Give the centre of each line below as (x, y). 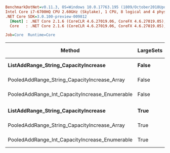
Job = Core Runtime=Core (30, 35)
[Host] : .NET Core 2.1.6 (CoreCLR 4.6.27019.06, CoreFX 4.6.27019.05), (88, 21)
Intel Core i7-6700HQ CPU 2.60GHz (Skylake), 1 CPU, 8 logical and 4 (80, 12)
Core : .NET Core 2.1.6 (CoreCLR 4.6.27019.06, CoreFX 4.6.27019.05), (88, 26)
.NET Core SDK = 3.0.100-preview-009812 (46, 16)
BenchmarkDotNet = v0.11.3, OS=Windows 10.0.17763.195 (62, 7)
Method (70, 50)
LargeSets (150, 50)
